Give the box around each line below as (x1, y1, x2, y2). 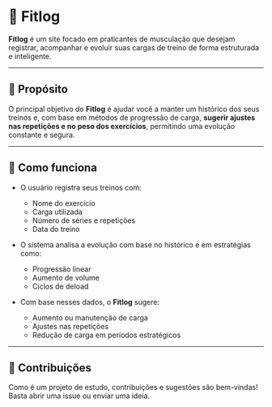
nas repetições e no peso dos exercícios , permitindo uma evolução (8, 121, 236, 131)
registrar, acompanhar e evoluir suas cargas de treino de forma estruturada (8, 42, 260, 52)
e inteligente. (8, 51, 52, 61)
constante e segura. (8, 130, 75, 139)
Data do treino (32, 224, 80, 233)
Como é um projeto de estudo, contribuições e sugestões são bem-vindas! (8, 383, 258, 392)
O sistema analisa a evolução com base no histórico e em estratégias (19, 239, 251, 250)
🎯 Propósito (8, 83, 69, 96)
